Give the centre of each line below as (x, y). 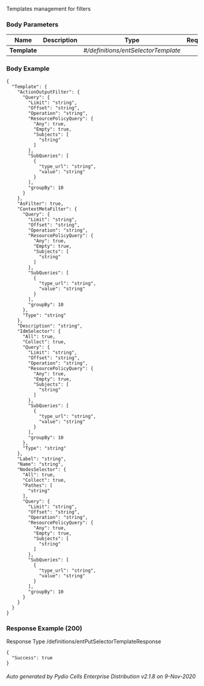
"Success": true (32, 658)
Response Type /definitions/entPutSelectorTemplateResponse (84, 641)
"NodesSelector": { (42, 469)
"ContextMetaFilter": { (47, 209)
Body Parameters (32, 24)
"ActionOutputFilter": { (49, 92)
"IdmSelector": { (39, 331)
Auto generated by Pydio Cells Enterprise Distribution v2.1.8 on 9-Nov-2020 (101, 676)
